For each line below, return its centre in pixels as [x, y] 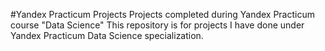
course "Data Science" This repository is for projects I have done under [157, 25]
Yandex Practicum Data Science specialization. [107, 35]
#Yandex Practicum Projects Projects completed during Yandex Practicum [162, 14]
